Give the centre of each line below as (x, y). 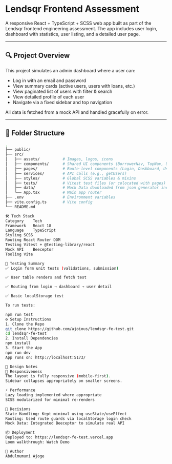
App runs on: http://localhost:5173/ (46, 357)
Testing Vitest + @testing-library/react (50, 245)
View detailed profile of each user (48, 97)
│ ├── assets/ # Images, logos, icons (59, 159)
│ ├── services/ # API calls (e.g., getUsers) (66, 173)
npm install (18, 343)
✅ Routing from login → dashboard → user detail (59, 287)
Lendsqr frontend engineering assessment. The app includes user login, (81, 28)
